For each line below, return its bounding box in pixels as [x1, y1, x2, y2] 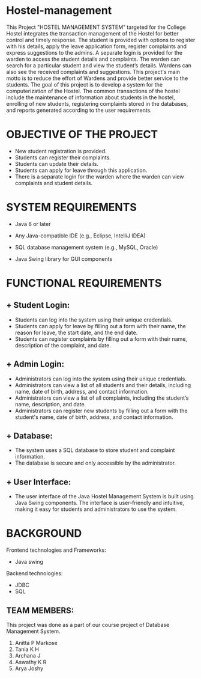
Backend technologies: [6, 570, 63, 577]
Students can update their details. [14, 160, 99, 167]
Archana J [14, 652, 41, 659]
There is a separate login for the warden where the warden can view [14, 173, 184, 180]
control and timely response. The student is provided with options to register [6, 36, 196, 43]
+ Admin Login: [6, 359, 65, 370]
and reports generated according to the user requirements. [6, 106, 152, 114]
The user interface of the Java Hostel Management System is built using [14, 493, 194, 500]
